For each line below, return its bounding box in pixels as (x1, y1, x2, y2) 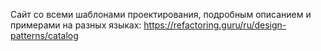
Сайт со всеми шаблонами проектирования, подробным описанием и (10, 9, 312, 20)
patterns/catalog (10, 30, 79, 41)
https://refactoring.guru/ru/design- (143, 19, 287, 31)
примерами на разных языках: (10, 19, 142, 31)
